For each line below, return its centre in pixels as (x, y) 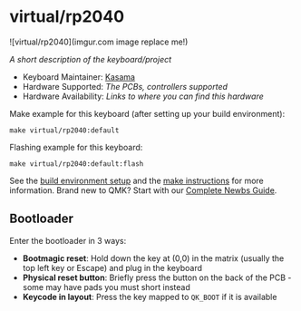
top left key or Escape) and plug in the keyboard (112, 267)
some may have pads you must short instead (106, 287)
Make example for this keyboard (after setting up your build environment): (147, 113)
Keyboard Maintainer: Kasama (79, 77)
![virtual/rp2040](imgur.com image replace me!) (99, 42)
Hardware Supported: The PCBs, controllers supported (125, 86)
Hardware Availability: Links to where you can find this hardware (143, 96)
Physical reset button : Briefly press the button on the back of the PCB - (157, 277)
